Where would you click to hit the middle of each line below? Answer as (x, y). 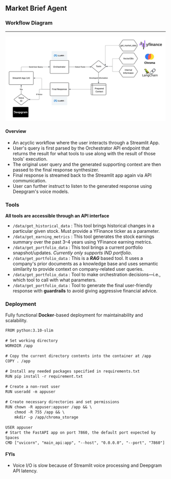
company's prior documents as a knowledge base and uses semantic (85, 264)
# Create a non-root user (33, 387)
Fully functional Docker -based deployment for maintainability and (74, 315)
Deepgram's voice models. (41, 191)
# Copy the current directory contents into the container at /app (78, 356)
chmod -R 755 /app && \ (40, 412)
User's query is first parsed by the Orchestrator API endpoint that (81, 148)
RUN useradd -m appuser (31, 392)
